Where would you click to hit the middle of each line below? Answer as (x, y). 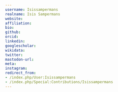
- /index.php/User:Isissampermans (41, 77)
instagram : (16, 69)
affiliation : (18, 23)
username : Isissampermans (31, 9)
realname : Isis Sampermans (33, 14)
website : (14, 18)
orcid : (12, 37)
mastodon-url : (20, 59)
